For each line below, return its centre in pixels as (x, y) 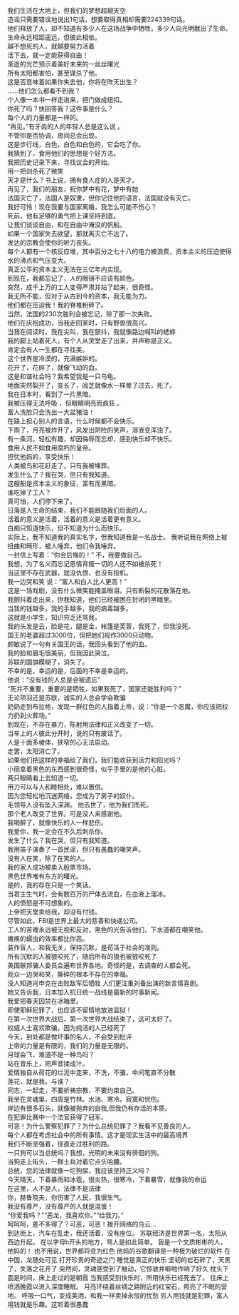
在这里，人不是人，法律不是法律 (54, 1188)
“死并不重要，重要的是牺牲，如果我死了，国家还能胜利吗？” (94, 689)
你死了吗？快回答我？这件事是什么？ (60, 109)
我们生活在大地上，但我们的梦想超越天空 (67, 10)
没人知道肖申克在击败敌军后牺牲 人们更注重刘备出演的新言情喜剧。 (105, 983)
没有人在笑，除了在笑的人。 (48, 858)
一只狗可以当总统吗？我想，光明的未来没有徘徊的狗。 (85, 1153)
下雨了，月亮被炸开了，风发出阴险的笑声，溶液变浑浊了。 (91, 430)
